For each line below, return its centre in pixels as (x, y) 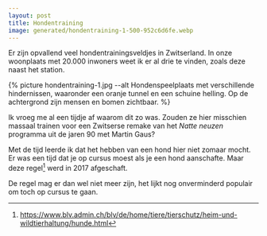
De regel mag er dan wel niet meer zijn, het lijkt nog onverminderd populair (130, 184)
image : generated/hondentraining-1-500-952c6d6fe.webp (101, 30)
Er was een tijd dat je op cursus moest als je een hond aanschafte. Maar (126, 158)
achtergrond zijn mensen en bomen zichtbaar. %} (89, 102)
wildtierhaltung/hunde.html (64, 223)
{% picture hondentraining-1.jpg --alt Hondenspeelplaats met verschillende (131, 85)
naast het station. (37, 70)
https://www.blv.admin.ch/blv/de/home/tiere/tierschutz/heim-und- (128, 215)
